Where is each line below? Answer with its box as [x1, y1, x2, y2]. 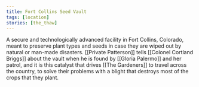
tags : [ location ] [6, 14, 50, 20]
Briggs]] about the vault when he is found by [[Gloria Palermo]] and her [6, 55, 182, 63]
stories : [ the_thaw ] [6, 20, 58, 26]
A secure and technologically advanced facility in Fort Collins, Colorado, [6, 36, 184, 44]
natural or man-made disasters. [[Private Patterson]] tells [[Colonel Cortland [6, 49, 194, 56]
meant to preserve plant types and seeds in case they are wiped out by [6, 42, 182, 49]
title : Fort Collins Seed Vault [6, 8, 87, 15]
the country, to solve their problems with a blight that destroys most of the [6, 68, 189, 75]
